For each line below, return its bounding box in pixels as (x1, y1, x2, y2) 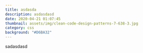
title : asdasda (5, 7, 37, 12)
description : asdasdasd (5, 12, 54, 17)
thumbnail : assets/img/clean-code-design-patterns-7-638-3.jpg (5, 21, 139, 26)
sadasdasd (5, 44, 28, 49)
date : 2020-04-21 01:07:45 (5, 16, 61, 21)
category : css (5, 26, 35, 30)
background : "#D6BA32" (5, 30, 52, 35)
